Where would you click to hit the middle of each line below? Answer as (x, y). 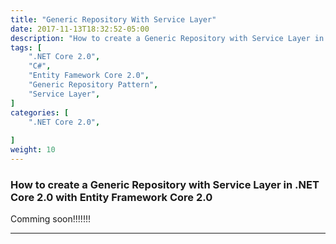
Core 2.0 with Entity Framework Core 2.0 (111, 197)
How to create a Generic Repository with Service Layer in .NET (165, 184)
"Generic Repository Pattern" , (93, 85)
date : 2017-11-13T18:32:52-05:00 (80, 29)
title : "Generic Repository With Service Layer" (113, 19)
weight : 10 (33, 150)
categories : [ (40, 112)
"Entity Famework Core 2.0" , (89, 76)
